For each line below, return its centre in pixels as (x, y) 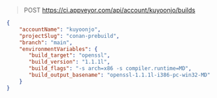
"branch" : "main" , (46, 42)
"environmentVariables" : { (58, 49)
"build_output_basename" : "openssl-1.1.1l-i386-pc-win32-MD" (119, 75)
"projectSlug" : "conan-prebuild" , (69, 36)
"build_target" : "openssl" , (69, 55)
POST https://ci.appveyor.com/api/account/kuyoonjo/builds (109, 10)
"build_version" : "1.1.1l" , (69, 62)
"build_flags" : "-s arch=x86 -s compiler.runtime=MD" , (110, 69)
